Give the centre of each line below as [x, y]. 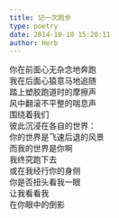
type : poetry [34, 26]
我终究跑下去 [33, 159]
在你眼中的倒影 [37, 204]
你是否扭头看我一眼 [45, 182]
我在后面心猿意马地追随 [53, 81]
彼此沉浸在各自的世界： [53, 126]
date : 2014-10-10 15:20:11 [60, 34]
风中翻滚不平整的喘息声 [53, 104]
